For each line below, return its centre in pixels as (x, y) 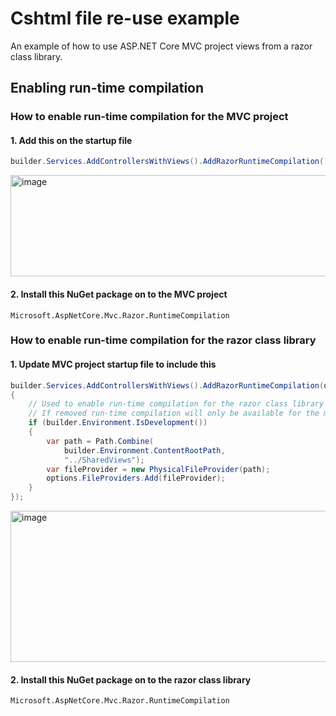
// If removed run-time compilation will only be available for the (174, 413)
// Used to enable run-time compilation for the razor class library (176, 404)
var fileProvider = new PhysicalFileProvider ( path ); (158, 469)
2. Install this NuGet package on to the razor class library (131, 679)
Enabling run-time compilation (107, 88)
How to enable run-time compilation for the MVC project (149, 117)
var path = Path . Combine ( (100, 441)
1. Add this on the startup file (71, 140)
